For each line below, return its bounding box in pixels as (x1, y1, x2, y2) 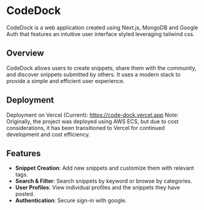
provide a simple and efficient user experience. (6, 77, 125, 84)
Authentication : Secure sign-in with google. (15, 197, 127, 205)
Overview (6, 48, 45, 59)
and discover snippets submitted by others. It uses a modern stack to (6, 71, 181, 78)
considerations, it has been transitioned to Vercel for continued (6, 124, 165, 131)
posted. (15, 190, 35, 198)
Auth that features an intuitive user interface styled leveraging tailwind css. (6, 30, 195, 37)
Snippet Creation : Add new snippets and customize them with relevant (15, 164, 194, 172)
